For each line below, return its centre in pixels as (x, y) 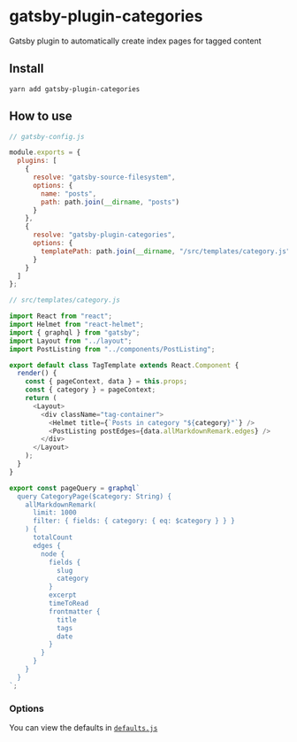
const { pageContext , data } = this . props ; (107, 382)
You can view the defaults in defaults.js (84, 727)
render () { (37, 374)
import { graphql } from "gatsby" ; (75, 332)
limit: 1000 (54, 513)
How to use (41, 116)
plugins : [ (37, 161)
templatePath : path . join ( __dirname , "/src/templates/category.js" (166, 251)
